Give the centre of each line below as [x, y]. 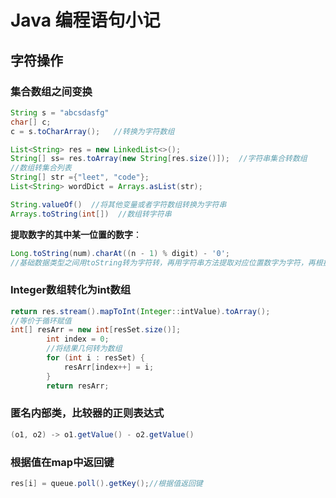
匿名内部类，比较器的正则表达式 [87, 413]
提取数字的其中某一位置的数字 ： [76, 234]
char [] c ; [31, 122]
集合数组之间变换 [51, 91]
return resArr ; [78, 386]
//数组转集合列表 [41, 168]
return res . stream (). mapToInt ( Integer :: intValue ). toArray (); [140, 311]
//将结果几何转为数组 [84, 349]
